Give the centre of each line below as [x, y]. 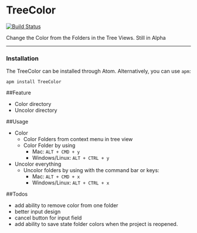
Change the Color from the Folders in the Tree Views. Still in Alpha [86, 37]
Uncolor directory [36, 110]
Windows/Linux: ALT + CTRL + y [71, 158]
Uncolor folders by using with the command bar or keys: [91, 170]
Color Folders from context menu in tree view [78, 139]
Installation [23, 58]
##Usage [17, 122]
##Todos [17, 194]
